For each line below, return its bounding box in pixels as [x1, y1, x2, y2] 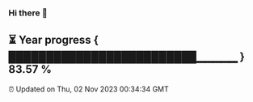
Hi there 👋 [8, 7, 48, 19]
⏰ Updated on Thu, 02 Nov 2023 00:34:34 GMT [8, 84, 170, 94]
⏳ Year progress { [8, 33, 99, 47]
